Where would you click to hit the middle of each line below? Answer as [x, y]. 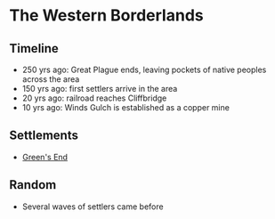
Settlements [44, 136]
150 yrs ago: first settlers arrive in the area [100, 89]
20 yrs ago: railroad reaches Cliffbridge [94, 98]
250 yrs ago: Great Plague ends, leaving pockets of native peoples [144, 69]
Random [33, 185]
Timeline [34, 49]
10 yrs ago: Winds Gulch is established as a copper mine [125, 107]
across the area [51, 79]
